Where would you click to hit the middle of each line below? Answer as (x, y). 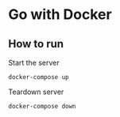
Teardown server (36, 92)
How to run (36, 44)
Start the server (34, 62)
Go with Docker (60, 15)
